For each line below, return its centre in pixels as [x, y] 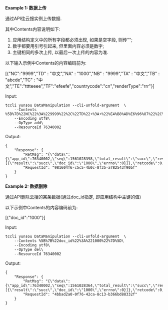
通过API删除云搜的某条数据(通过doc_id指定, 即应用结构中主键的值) [73, 197]
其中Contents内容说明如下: [33, 29]
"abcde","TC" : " [22, 80]
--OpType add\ [29, 123]
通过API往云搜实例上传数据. [33, 19]
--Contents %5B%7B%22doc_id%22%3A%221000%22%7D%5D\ [69, 241]
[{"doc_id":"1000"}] [25, 218]
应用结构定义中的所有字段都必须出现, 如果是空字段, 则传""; [72, 40]
